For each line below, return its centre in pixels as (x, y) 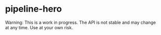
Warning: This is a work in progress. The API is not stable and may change (80, 22)
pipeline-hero (33, 9)
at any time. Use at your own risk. (39, 27)
